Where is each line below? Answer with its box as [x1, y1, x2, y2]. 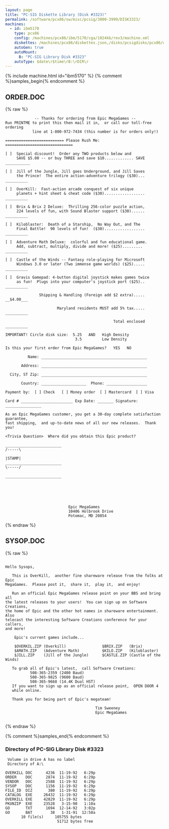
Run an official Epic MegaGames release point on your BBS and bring [12, 591, 161, 596]
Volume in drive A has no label [7, 757, 75, 762]
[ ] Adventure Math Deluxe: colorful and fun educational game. [5, 240, 147, 245]
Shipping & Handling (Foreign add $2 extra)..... [39, 293, 145, 298]
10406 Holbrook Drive [68, 509, 114, 514]
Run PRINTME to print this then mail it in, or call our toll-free [5, 121, 152, 126]
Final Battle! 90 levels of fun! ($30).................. [16, 227, 145, 232]
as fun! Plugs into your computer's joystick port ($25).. [16, 280, 145, 285]
